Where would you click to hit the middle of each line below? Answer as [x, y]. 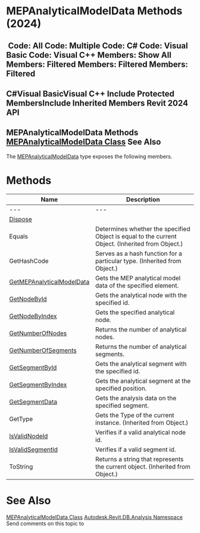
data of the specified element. [137, 286]
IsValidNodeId [29, 436]
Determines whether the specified [143, 229]
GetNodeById [28, 299]
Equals [19, 236]
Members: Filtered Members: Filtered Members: [97, 64]
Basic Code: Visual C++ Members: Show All [89, 55]
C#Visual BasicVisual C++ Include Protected [90, 94]
